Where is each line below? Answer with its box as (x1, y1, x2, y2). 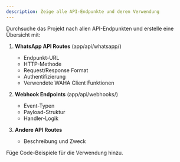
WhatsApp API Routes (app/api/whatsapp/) (14, 43, 122, 50)
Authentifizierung (23, 73, 66, 80)
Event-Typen (23, 102, 55, 109)
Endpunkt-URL (23, 54, 60, 61)
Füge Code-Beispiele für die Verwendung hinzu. (6, 149, 123, 156)
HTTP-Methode (23, 60, 62, 67)
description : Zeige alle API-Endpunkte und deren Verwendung (6, 8, 160, 15)
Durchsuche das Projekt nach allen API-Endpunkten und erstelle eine (6, 25, 174, 32)
